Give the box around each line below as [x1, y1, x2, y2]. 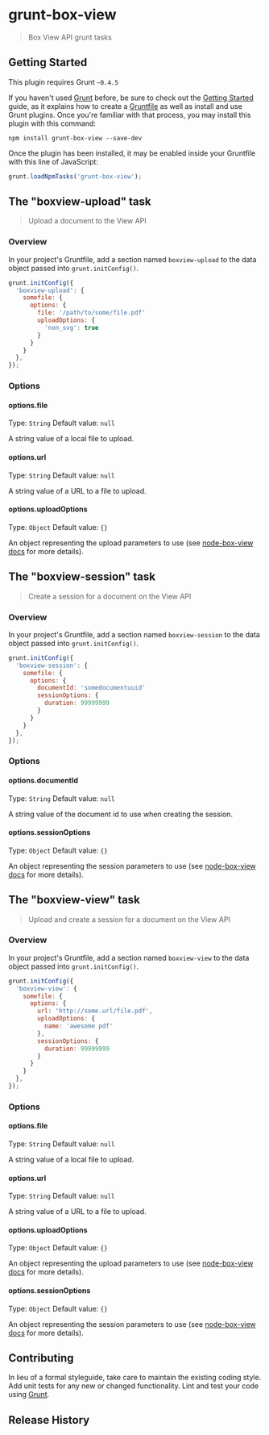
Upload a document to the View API [27, 216, 147, 226]
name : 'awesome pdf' [43, 1022, 114, 1030]
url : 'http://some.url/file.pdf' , [37, 1007, 153, 1016]
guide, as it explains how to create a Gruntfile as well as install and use [8, 101, 243, 111]
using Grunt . [8, 1390, 50, 1400]
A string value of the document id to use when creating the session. [8, 809, 234, 819]
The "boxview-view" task [8, 893, 141, 907]
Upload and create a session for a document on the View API [27, 914, 231, 924]
